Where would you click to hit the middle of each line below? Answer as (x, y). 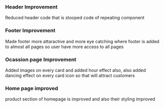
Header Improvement (32, 7)
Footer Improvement (30, 31)
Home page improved (32, 88)
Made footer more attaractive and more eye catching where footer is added (82, 41)
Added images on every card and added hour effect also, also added (76, 70)
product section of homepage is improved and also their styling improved (80, 99)
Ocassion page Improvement (41, 59)
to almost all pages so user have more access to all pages (64, 47)
